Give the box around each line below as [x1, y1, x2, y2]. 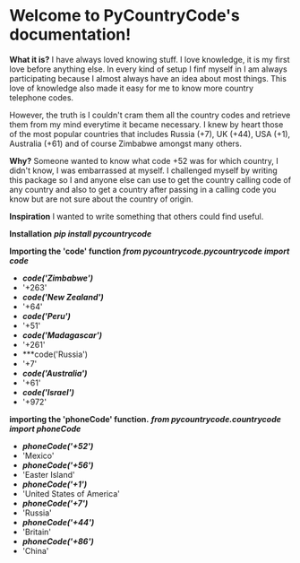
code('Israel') [21, 386, 74, 397]
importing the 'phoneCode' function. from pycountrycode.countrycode [9, 413, 282, 424]
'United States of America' [21, 488, 121, 498]
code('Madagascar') [21, 329, 103, 341]
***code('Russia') [21, 349, 88, 359]
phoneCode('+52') [21, 440, 94, 451]
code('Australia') [21, 368, 88, 378]
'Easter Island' [21, 469, 75, 480]
